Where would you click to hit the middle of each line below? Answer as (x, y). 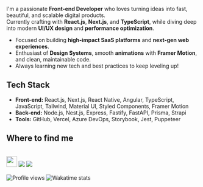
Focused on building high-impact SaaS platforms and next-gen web (102, 40)
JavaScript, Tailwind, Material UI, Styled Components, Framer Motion (102, 106)
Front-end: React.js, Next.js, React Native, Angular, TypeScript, (95, 99)
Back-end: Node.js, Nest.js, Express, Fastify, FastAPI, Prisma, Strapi (101, 113)
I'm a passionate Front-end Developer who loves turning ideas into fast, (97, 9)
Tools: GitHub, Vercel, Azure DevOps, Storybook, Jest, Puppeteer (98, 119)
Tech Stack (28, 85)
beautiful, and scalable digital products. (56, 15)
